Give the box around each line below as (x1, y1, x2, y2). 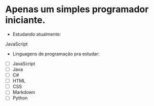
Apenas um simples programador (5, 4, 149, 15)
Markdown (12, 89, 35, 95)
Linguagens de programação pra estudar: (12, 51, 100, 57)
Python (12, 95, 28, 101)
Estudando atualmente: (12, 31, 61, 37)
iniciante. (5, 14, 46, 26)
